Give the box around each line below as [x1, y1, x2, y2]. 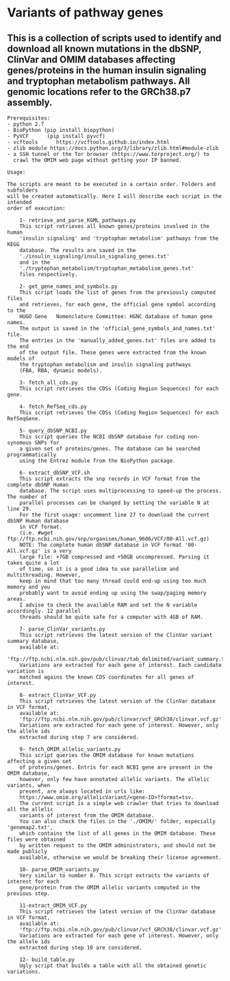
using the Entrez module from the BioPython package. [19, 458, 176, 464]
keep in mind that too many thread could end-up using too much [19, 578, 207, 585]
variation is [7, 668, 44, 675]
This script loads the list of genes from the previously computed [19, 289, 216, 296]
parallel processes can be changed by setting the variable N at [19, 499, 210, 506]
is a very [43, 548, 72, 554]
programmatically [7, 451, 57, 458]
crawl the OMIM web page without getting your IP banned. [13, 157, 183, 163]
